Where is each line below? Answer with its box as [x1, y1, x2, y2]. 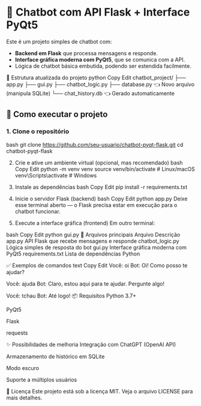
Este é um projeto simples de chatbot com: [6, 38, 112, 45]
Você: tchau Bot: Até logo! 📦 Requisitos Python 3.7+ [6, 292, 137, 299]
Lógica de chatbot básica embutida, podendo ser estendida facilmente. [14, 62, 192, 70]
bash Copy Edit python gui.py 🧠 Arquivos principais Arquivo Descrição [6, 231, 181, 238]
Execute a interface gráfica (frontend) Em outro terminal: [14, 219, 155, 227]
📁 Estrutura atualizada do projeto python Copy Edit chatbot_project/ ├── [6, 74, 187, 81]
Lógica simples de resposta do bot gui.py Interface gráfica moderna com [6, 243, 187, 251]
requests [6, 329, 28, 336]
